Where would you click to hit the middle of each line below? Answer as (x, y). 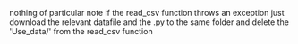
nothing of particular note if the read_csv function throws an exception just (147, 13)
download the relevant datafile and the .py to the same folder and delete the (149, 22)
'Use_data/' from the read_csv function (81, 31)
